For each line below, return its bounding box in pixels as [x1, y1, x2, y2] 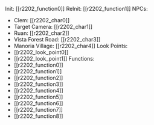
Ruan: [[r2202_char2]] [13, 29, 69, 37]
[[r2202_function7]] [13, 106, 63, 113]
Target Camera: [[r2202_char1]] [13, 23, 93, 30]
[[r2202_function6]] [13, 100, 63, 107]
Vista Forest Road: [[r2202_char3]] [13, 36, 101, 43]
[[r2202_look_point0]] [13, 49, 69, 56]
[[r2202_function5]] [13, 93, 63, 100]
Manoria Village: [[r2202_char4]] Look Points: [13, 42, 128, 49]
